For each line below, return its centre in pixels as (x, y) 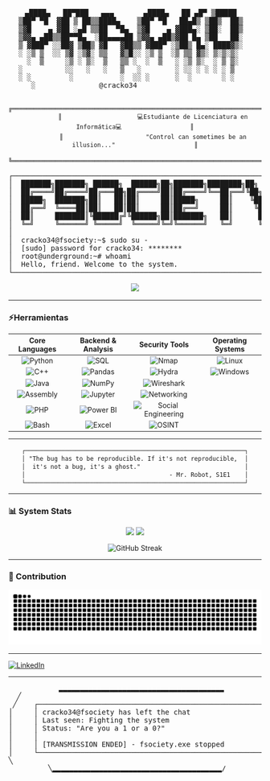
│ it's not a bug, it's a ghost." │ (135, 467)
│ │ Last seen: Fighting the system (89, 720)
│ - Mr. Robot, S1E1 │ (135, 475)
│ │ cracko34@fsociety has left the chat (100, 712)
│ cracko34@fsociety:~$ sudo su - (78, 240)
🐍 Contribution (37, 577)
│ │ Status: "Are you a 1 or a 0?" (87, 728)
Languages (37, 349)
